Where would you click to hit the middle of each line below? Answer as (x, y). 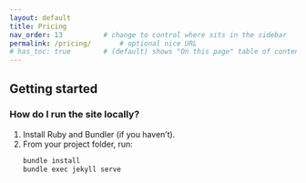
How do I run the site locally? (75, 115)
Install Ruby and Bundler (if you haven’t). (99, 134)
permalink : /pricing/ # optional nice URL (103, 43)
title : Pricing (38, 26)
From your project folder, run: (78, 144)
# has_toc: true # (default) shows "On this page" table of (140, 52)
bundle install (51, 160)
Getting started (54, 89)
